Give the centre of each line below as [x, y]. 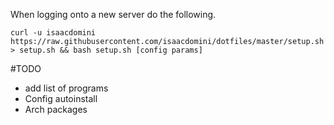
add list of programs [66, 88]
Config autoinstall [61, 98]
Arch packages [56, 109]
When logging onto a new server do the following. [113, 14]
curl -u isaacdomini [53, 33]
